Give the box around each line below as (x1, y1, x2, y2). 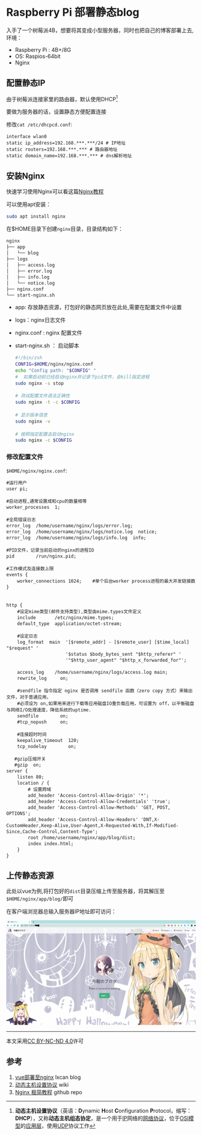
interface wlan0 (6, 134, 47, 140)
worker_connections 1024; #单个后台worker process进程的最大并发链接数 (17, 578, 195, 584)
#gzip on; (14, 762, 42, 768)
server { (6, 768, 28, 774)
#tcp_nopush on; (17, 718, 69, 725)
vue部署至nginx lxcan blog (14, 1074, 81, 1081)
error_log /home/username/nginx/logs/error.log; (6, 523, 133, 529)
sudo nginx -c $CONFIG (14, 438, 72, 444)
